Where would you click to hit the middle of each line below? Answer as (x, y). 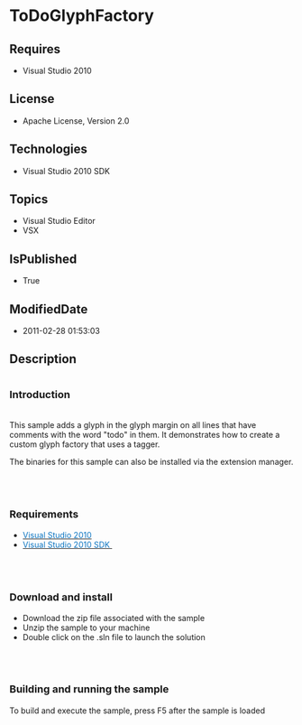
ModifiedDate (49, 309)
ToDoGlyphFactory (82, 16)
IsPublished (43, 259)
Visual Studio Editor (59, 221)
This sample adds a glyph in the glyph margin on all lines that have (133, 425)
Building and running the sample (89, 689)
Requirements (44, 514)
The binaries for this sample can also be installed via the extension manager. (151, 462)
